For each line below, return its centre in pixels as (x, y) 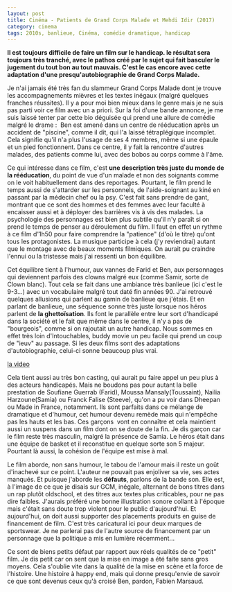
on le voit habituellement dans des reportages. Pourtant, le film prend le (109, 183)
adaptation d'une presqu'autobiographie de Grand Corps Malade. (104, 75)
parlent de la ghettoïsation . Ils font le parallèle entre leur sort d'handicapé (113, 314)
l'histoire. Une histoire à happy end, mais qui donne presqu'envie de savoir (114, 574)
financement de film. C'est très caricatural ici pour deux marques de (105, 523)
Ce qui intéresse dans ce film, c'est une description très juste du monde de (116, 168)
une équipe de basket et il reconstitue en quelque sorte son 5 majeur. (106, 444)
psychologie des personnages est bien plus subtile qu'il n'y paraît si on (108, 220)
